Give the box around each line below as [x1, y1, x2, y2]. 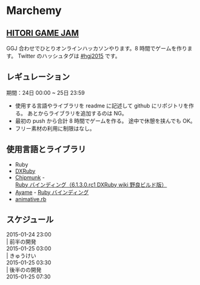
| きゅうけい [6, 252, 36, 259]
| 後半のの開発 [6, 266, 42, 273]
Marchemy [6, 4, 62, 18]
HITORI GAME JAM [6, 28, 79, 38]
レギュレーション [6, 72, 70, 82]
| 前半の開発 [6, 238, 36, 246]
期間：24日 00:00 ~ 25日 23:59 [6, 89, 85, 96]
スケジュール [6, 215, 54, 225]
